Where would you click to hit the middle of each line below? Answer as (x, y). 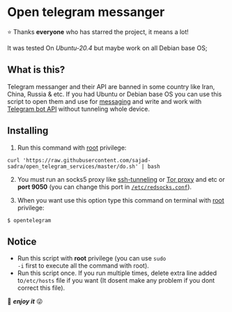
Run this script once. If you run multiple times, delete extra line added (117, 273)
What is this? (36, 70)
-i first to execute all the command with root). (83, 266)
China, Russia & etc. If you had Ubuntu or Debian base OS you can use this (115, 94)
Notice (22, 241)
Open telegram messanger (86, 12)
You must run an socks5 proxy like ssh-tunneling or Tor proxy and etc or (121, 179)
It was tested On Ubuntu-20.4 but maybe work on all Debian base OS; (107, 48)
